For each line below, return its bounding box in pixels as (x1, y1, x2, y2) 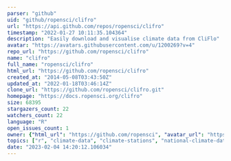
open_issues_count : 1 (7, 125, 69, 132)
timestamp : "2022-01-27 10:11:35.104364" (7, 29, 128, 36)
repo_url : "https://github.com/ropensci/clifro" (7, 49, 149, 55)
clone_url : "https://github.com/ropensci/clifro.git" (7, 86, 165, 93)
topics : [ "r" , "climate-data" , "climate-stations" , (7, 138, 158, 145)
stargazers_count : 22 (7, 106, 69, 112)
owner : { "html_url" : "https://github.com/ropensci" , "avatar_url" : (7, 131, 205, 138)
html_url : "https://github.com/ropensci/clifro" (7, 67, 149, 74)
